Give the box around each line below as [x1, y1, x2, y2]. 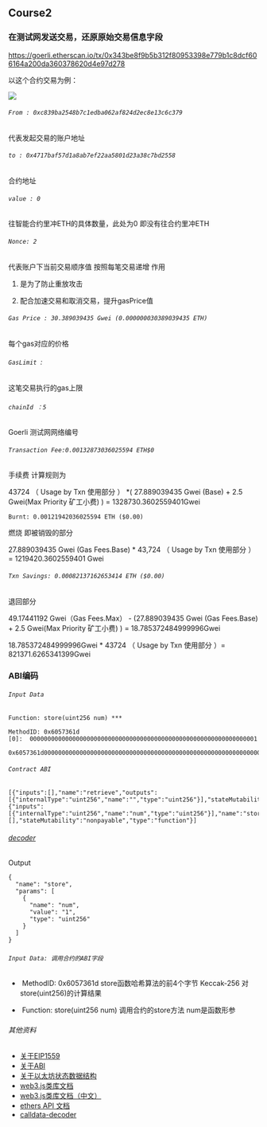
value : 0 [8, 194, 41, 202]
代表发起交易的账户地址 [8, 133, 85, 143]
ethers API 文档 [19, 1101, 70, 1110]
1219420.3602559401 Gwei [14, 554, 105, 564]
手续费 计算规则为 [8, 470, 66, 480]
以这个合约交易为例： [8, 75, 78, 84]
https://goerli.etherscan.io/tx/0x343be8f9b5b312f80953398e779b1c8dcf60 [8, 50, 257, 60]
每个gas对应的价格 [8, 338, 69, 348]
